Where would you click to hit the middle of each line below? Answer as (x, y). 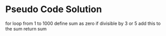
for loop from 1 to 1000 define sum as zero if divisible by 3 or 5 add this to (83, 23)
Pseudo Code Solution (54, 9)
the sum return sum (26, 28)
